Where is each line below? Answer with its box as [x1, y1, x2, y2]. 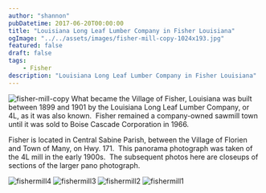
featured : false [8, 42, 63, 50]
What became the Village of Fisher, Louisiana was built [71, 93, 252, 103]
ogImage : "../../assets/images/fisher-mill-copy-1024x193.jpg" [8, 34, 225, 43]
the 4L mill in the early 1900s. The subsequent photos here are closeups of [8, 152, 259, 162]
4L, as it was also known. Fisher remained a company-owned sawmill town [8, 110, 259, 121]
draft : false [8, 49, 52, 57]
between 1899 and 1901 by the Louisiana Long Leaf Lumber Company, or [8, 102, 250, 112]
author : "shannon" [8, 11, 70, 20]
